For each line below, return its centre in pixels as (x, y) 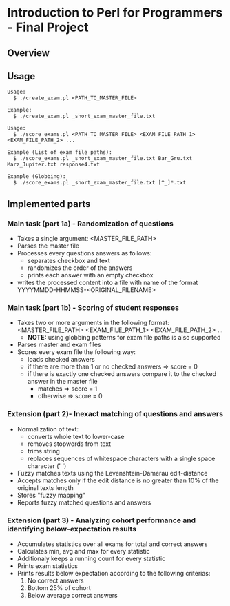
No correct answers (55, 580)
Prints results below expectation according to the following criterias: (114, 573)
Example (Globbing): (37, 177)
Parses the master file (48, 246)
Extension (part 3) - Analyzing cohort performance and (102, 520)
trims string (44, 451)
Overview (29, 53)
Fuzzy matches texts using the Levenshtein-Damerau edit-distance (112, 473)
